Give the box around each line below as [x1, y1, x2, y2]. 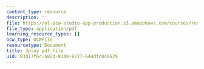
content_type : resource [6, 8, 67, 15]
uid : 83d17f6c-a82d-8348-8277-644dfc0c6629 [6, 53, 118, 59]
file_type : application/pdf [6, 25, 78, 32]
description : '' [6, 14, 47, 20]
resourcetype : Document [6, 43, 67, 49]
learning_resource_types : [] [6, 31, 80, 37]
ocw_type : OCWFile [6, 37, 53, 43]
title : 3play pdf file [6, 48, 64, 54]
